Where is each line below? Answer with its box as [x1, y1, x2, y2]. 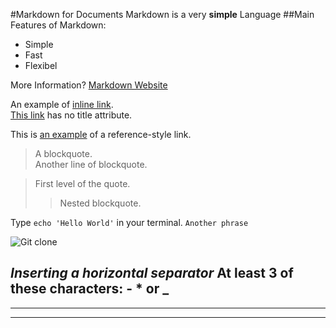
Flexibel [24, 60, 58, 71]
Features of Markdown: [10, 19, 107, 31]
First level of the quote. [34, 178, 131, 189]
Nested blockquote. [59, 197, 142, 209]
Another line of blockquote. [34, 159, 148, 170]
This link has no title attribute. [10, 109, 133, 121]
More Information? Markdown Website [10, 79, 168, 91]
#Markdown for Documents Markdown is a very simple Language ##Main [10, 9, 315, 20]
